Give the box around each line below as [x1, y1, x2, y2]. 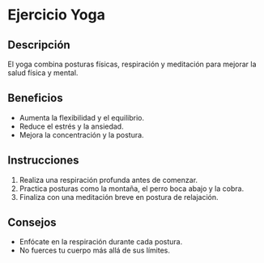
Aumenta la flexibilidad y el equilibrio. [19, 112, 145, 122]
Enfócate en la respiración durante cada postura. [19, 237, 183, 247]
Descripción [7, 38, 70, 52]
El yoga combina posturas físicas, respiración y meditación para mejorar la [7, 59, 257, 69]
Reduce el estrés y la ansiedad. [19, 121, 124, 131]
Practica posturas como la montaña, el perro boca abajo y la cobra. [19, 184, 245, 193]
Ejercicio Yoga [7, 6, 106, 24]
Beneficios [7, 91, 63, 105]
